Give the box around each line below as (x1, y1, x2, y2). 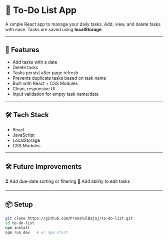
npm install (5, 225, 30, 230)
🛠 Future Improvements (5, 162, 82, 171)
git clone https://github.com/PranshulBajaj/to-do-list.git (5, 216, 133, 221)
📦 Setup (5, 200, 33, 208)
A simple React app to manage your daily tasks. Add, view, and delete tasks (5, 21, 161, 27)
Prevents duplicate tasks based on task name (12, 75, 106, 81)
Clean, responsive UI (12, 85, 56, 92)
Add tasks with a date (12, 59, 57, 65)
